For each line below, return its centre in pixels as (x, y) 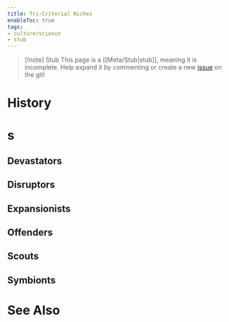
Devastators (35, 161)
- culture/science (34, 33)
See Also (34, 310)
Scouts (23, 256)
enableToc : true (31, 20)
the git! (35, 75)
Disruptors (31, 185)
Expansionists (39, 209)
